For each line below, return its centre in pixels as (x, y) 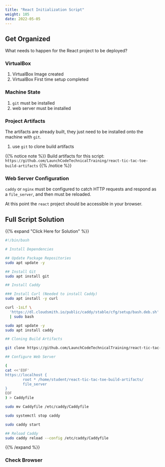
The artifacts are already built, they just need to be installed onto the (74, 132)
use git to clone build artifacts (43, 146)
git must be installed (33, 103)
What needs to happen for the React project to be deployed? (66, 51)
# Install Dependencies (29, 250)
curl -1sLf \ (18, 308)
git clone (15, 348)
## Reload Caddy (22, 433)
